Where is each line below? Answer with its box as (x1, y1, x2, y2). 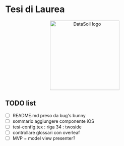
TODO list (5, 99, 36, 108)
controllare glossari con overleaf (12, 129, 80, 135)
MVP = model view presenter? (12, 135, 76, 141)
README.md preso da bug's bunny (12, 112, 86, 118)
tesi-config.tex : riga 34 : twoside (12, 124, 82, 130)
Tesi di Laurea (5, 4, 65, 15)
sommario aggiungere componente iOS (12, 118, 94, 124)
